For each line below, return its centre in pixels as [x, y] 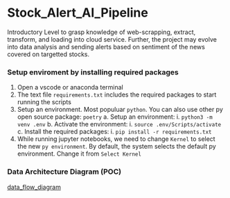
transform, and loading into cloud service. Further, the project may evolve [112, 39]
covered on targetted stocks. [48, 54]
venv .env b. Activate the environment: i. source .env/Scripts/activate [119, 124]
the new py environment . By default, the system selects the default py [116, 147]
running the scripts [44, 102]
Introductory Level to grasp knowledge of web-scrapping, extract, [101, 32]
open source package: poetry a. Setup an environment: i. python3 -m [115, 117]
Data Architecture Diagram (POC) [64, 172]
